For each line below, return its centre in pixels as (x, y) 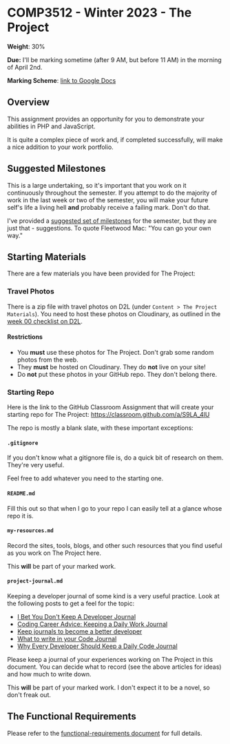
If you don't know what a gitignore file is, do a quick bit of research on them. (115, 458)
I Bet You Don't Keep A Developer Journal (76, 616)
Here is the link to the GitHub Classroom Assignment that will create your (111, 407)
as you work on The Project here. (54, 553)
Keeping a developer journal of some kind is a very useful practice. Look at (113, 596)
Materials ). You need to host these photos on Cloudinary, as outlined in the (114, 314)
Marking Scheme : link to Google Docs (62, 80)
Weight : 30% (26, 46)
